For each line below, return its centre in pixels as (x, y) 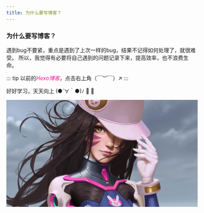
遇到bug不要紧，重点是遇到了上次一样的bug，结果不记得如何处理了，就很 (98, 50)
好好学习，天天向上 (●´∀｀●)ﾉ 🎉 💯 (50, 91)
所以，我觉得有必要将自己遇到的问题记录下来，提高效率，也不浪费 (100, 57)
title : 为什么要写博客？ (34, 13)
